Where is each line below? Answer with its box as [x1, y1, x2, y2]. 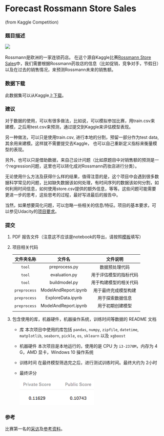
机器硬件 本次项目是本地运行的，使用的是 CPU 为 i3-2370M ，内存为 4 [19, 343, 158, 349]
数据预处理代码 [100, 264, 130, 270]
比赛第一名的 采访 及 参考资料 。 [5, 426, 65, 432]
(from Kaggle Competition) [5, 19, 59, 25]
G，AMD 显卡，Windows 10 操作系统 [19, 349, 94, 355]
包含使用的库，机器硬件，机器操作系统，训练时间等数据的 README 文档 [12, 316, 157, 322]
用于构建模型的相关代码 [91, 280, 139, 286]
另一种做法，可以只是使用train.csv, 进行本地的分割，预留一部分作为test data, [5, 134, 159, 140]
